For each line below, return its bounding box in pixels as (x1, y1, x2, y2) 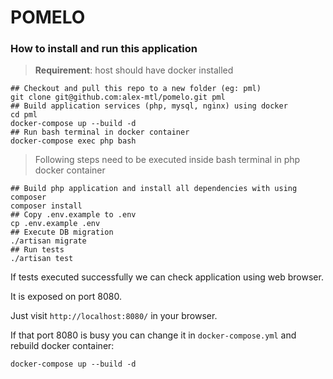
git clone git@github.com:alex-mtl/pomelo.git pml (10, 92, 226, 103)
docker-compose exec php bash (10, 136, 137, 146)
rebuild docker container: (10, 340, 115, 352)
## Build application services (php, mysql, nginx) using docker (10, 101, 288, 111)
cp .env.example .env (10, 219, 101, 229)
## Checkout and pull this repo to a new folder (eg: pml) (10, 84, 262, 94)
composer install (10, 201, 83, 211)
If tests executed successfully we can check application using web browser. (10, 271, 324, 283)
